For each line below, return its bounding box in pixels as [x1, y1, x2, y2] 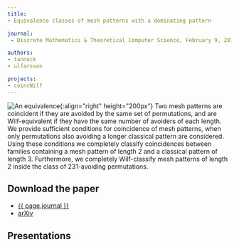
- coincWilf [7, 82, 43, 89]
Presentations [7, 229, 71, 242]
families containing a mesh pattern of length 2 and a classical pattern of [7, 147, 218, 155]
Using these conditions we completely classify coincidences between [7, 140, 212, 148]
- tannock [7, 56, 37, 63]
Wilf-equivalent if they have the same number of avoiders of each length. [7, 117, 222, 125]
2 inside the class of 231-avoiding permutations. [7, 162, 149, 171]
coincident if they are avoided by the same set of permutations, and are [7, 109, 217, 117]
